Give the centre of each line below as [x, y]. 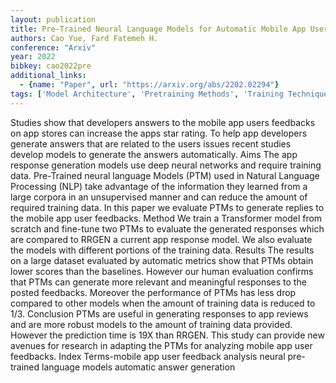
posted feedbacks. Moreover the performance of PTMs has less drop [153, 292]
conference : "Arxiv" [53, 47]
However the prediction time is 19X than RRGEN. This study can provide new [167, 335]
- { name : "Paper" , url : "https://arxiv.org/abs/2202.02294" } [149, 85]
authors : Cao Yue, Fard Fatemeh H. [84, 38]
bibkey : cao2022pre [51, 66]
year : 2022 [33, 57]
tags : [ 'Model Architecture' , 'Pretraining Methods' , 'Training [147, 94]
